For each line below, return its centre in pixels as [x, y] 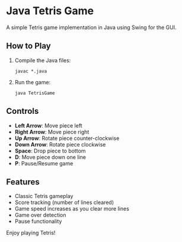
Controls [23, 111]
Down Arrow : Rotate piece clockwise [60, 144]
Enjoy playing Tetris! [31, 233]
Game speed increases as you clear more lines [72, 209]
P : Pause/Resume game [44, 163]
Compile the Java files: [43, 60]
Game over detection [40, 215]
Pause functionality [38, 221]
